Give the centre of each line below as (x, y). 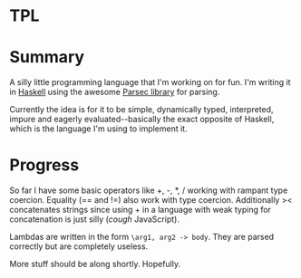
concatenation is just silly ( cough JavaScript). (94, 219)
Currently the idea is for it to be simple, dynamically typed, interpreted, (141, 110)
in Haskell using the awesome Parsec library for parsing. (115, 92)
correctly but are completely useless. (79, 246)
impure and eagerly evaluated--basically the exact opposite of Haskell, (142, 120)
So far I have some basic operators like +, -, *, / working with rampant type (149, 190)
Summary (47, 58)
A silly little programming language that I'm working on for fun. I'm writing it (150, 82)
